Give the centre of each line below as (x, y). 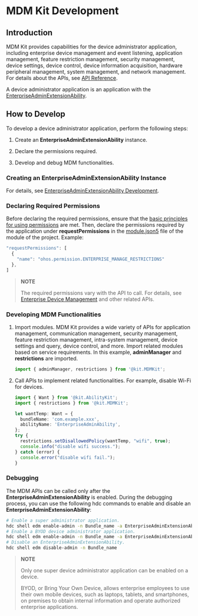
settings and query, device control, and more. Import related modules (99, 346)
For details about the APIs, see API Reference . (62, 78)
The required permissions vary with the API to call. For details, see (101, 293)
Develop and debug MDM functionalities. (64, 163)
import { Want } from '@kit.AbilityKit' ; (66, 398)
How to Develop (36, 114)
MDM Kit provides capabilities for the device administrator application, (92, 47)
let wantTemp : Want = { (44, 413)
